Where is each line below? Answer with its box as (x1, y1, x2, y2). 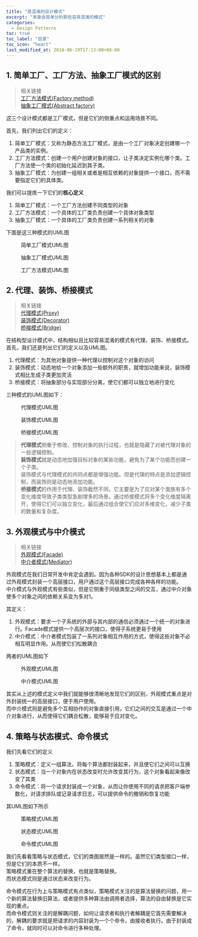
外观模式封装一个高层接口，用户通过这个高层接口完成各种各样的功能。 (11, 578, 181, 585)
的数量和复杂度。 (20, 508, 62, 515)
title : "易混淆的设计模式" (6, 8, 65, 15)
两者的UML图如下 (6, 653, 49, 660)
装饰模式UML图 (21, 417, 58, 424)
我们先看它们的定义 (6, 748, 53, 755)
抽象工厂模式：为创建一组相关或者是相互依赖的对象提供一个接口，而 (14, 169, 180, 176)
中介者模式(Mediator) (20, 558, 72, 565)
